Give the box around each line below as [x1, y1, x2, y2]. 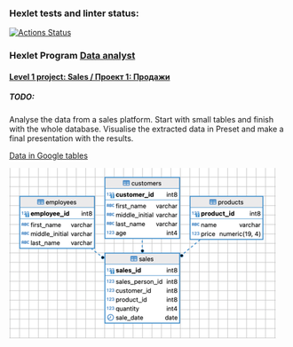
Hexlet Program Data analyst [9, 50, 136, 62]
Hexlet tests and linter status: [9, 7, 139, 20]
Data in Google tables [9, 150, 89, 161]
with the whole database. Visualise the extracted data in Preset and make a [9, 123, 284, 134]
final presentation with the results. [9, 132, 134, 144]
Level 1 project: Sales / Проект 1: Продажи [9, 71, 170, 82]
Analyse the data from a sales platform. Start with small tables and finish [9, 114, 274, 124]
